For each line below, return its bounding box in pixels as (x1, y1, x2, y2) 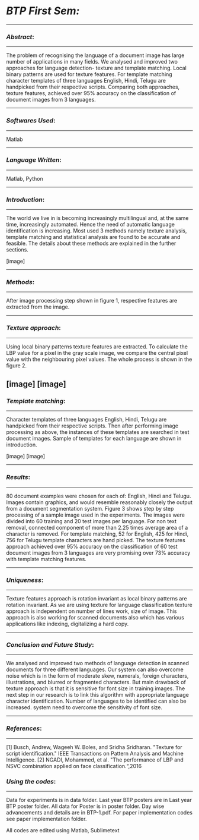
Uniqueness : (6, 575, 44, 584)
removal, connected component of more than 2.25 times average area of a (6, 524, 188, 531)
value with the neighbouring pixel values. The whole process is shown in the (6, 355, 192, 363)
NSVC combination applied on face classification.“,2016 (6, 762, 142, 769)
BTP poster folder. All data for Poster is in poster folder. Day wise (6, 803, 165, 810)
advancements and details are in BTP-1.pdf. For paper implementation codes (6, 808, 192, 816)
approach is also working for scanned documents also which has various (6, 614, 185, 621)
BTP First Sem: (6, 4, 80, 18)
